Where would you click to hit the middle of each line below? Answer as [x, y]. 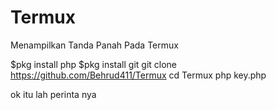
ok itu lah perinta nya [53, 94]
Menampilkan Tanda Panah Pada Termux [94, 45]
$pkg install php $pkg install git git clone [94, 64]
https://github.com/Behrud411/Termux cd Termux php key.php [138, 75]
